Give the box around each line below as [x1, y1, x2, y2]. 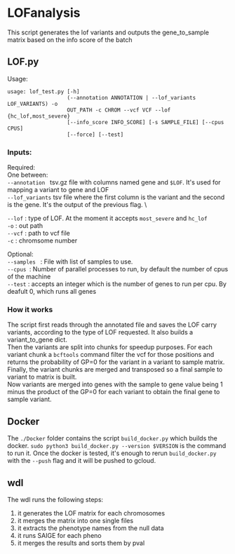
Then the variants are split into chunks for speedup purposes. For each [7, 343, 213, 351]
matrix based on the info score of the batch [7, 35, 133, 43]
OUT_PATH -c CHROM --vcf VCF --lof [67, 107, 171, 114]
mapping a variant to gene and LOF [7, 186, 109, 194]
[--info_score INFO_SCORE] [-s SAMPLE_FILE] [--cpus [67, 119, 224, 126]
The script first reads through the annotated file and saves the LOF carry [7, 320, 217, 329]
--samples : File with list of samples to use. [7, 257, 133, 266]
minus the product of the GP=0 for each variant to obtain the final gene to [7, 388, 220, 396]
